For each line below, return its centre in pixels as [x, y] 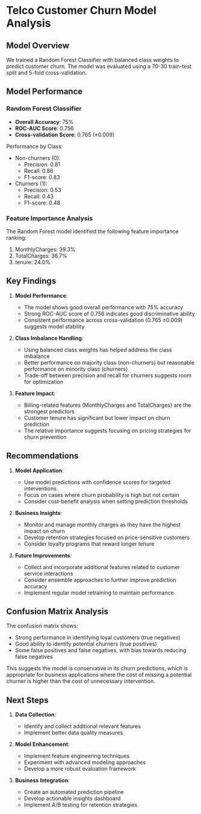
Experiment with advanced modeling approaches [85, 762]
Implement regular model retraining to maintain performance [99, 593]
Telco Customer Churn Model [81, 11]
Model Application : [39, 470]
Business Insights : [39, 513]
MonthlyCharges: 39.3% [45, 249]
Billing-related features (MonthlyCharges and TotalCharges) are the [107, 405]
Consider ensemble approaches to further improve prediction [100, 580]
